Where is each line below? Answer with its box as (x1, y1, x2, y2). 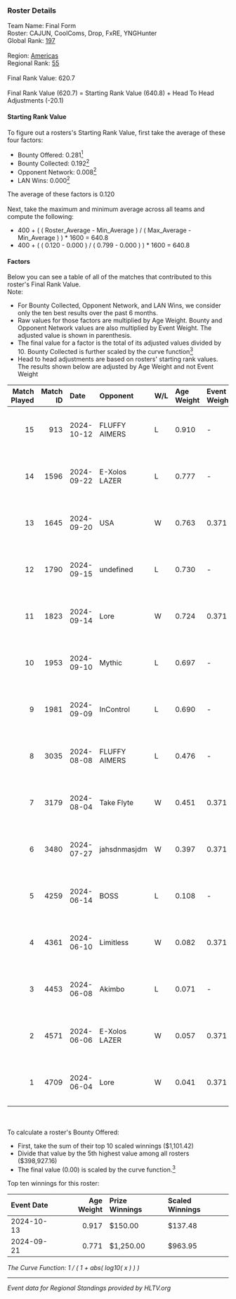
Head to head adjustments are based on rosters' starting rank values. (17, 355, 218, 363)
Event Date (11, 1200, 48, 1210)
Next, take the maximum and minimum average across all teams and (7, 205, 205, 213)
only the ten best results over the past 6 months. (17, 309, 158, 317)
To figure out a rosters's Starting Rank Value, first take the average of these (7, 128, 226, 137)
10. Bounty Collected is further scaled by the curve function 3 (17, 346, 193, 355)
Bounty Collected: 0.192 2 (17, 158, 90, 167)
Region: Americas (7, 51, 58, 60)
